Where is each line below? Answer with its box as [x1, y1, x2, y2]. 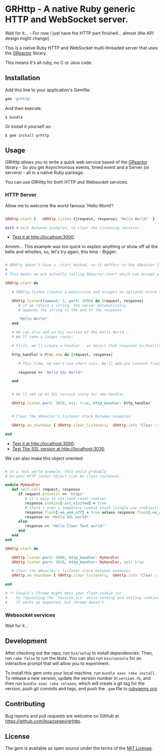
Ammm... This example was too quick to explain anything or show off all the [5, 244, 158, 250]
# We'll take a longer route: [11, 335, 74, 339]
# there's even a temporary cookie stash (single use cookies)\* [25, 505, 162, 510]
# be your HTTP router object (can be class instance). [5, 474, 122, 478]
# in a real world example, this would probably [5, 469, 107, 474]
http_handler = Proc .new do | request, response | [11, 352, 113, 357]
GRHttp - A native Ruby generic [5, 3, 136, 15]
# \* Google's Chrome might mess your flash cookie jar [5, 591, 122, 596]
